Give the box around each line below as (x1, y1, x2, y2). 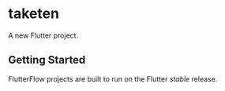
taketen (8, 5, 60, 23)
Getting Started (8, 53, 86, 67)
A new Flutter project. (8, 31, 79, 40)
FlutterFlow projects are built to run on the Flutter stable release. (8, 74, 218, 83)
